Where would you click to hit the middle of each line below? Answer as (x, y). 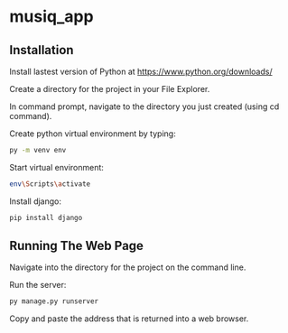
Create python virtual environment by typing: (93, 134)
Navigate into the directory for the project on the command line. (128, 267)
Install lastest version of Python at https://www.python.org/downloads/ (141, 71)
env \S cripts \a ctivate (50, 184)
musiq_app (51, 17)
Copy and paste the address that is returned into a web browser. (129, 319)
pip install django (46, 217)
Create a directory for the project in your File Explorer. (110, 89)
